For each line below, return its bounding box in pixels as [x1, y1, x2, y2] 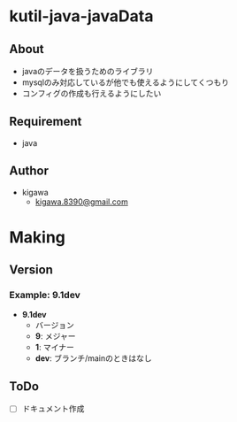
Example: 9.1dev [9, 289, 81, 302]
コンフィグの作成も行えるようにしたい [21, 88, 162, 98]
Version [9, 263, 53, 278]
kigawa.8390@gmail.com [34, 196, 128, 207]
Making [9, 227, 66, 247]
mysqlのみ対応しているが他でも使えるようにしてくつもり [21, 77, 230, 88]
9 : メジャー [34, 330, 76, 341]
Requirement [9, 114, 82, 129]
